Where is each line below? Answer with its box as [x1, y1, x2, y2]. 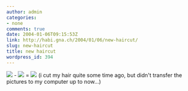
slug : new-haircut [6, 43, 53, 49]
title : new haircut [6, 49, 56, 55]
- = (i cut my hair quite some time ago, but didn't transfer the [13, 71, 182, 79]
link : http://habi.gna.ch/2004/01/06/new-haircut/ [6, 37, 138, 43]
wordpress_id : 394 [6, 54, 53, 60]
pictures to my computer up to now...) [6, 78, 101, 85]
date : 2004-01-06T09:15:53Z [6, 32, 78, 38]
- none [6, 20, 23, 26]
